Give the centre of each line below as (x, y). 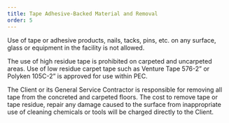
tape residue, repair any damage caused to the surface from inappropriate (114, 104)
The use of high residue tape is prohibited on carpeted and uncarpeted (110, 61)
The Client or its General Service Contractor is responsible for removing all (115, 89)
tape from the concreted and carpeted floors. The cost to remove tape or (113, 97)
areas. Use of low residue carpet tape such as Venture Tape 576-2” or (109, 68)
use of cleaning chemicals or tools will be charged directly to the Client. (111, 112)
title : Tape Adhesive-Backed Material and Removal (83, 14)
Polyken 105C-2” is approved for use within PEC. (78, 76)
